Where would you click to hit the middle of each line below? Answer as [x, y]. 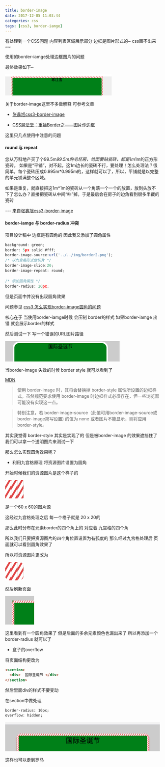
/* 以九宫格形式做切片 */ [28, 260]
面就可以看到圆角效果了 [29, 544]
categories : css [22, 21]
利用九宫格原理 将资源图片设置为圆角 [49, 462]
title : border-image [26, 10]
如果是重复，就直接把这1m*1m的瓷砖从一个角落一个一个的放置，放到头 [76, 188]
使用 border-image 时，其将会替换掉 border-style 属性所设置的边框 [85, 390]
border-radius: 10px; [27, 711]
